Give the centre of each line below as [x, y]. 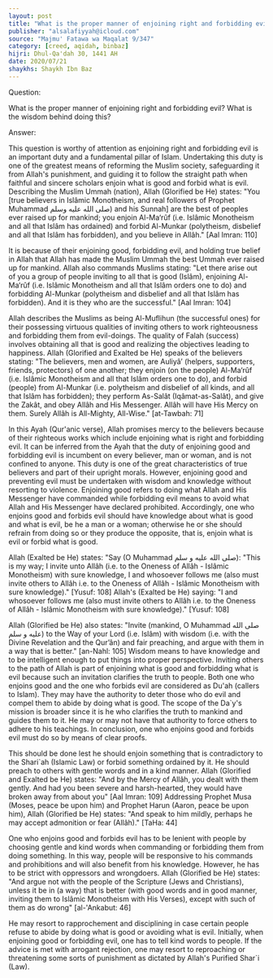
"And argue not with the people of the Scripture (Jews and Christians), [126, 881]
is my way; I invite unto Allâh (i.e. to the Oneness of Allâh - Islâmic [119, 566]
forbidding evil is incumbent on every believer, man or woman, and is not [130, 455]
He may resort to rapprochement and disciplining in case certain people [129, 923]
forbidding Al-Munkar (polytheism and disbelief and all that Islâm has [124, 293]
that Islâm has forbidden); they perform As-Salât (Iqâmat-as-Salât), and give [136, 396]
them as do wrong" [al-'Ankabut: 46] [70, 907]
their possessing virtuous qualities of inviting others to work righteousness [133, 327]
